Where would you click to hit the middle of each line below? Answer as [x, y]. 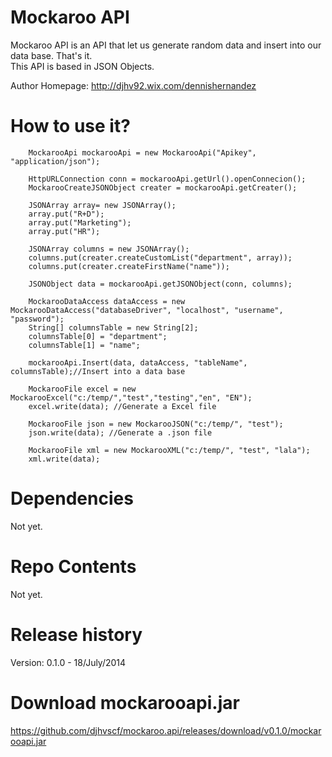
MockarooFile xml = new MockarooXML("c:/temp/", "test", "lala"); [169, 450]
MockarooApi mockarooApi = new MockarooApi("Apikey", [142, 152]
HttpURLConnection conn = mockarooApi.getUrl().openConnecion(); [167, 179]
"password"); [37, 319]
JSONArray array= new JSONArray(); [102, 205]
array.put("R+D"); [66, 214]
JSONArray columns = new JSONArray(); [109, 249]
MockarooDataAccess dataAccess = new [107, 301]
